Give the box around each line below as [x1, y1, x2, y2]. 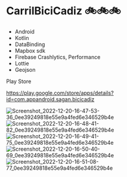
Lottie [14, 60, 29, 67]
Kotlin [14, 34, 29, 41]
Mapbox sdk [14, 47, 46, 54]
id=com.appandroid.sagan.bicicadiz [6, 96, 95, 103]
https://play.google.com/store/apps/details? [6, 89, 114, 96]
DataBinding [14, 41, 45, 48]
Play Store [6, 78, 32, 85]
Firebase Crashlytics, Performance [14, 53, 101, 60]
